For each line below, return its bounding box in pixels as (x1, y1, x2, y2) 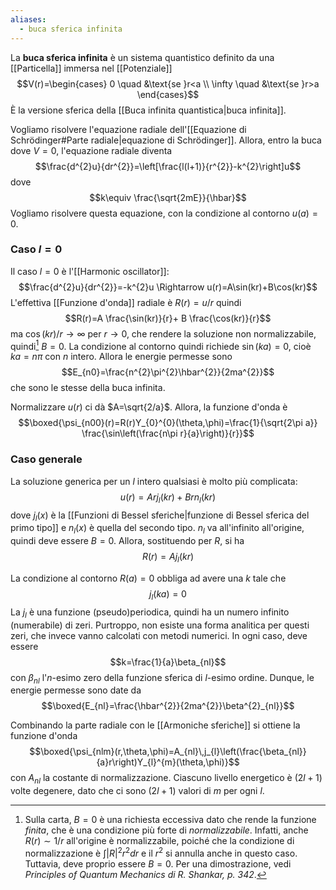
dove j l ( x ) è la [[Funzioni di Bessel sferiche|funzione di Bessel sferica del (10, 509, 310, 523)
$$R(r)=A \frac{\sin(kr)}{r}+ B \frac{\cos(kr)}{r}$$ (64, 312, 272, 324)
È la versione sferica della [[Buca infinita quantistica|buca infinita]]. (10, 104, 287, 116)
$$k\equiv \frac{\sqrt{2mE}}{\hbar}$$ (89, 191, 247, 203)
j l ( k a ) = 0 (149, 587, 187, 602)
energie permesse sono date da (10, 684, 142, 696)
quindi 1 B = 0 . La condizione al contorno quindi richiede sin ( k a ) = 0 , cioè (10, 338, 312, 352)
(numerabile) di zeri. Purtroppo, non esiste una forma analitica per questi (10, 619, 310, 631)
